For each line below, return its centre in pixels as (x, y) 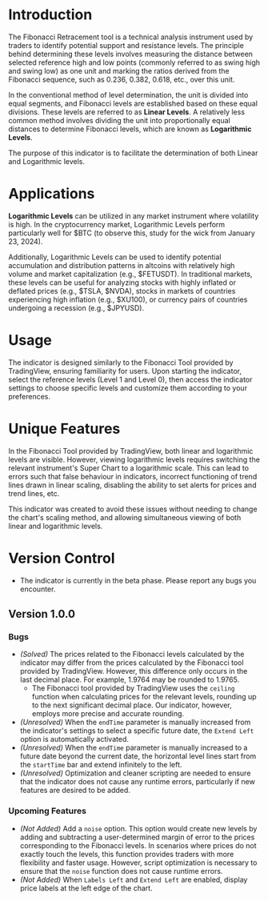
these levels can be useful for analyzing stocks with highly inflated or (122, 282)
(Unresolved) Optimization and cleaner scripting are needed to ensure (135, 773)
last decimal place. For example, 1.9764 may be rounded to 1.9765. (130, 680)
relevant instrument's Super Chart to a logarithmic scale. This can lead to (129, 468)
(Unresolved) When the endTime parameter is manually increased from (135, 723)
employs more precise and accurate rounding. (108, 714)
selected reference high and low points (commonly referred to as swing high (134, 62)
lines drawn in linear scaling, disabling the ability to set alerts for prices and (132, 485)
